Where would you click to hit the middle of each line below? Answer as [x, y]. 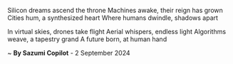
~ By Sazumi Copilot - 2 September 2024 [69, 53]
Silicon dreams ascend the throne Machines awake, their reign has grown [115, 10]
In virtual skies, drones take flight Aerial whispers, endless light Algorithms [117, 32]
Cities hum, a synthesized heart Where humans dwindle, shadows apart [113, 18]
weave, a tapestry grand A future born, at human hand [87, 39]
